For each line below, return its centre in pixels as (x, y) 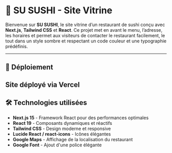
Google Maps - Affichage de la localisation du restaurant (73, 139)
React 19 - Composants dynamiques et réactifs (62, 123)
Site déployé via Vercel (43, 85)
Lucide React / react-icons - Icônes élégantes (62, 134)
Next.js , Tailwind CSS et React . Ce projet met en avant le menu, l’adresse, (84, 30)
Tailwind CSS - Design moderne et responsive (62, 128)
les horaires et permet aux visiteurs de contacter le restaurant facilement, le (85, 35)
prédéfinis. (17, 46)
